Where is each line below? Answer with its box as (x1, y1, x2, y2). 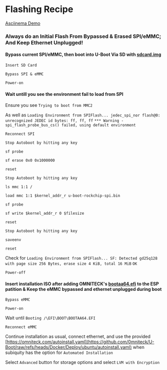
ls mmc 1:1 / (5, 184, 33, 190)
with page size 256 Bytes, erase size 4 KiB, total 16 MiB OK (5, 261, 137, 267)
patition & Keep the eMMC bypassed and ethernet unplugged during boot (5, 286, 162, 292)
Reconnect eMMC (5, 325, 37, 330)
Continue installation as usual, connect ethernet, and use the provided (5, 334, 151, 340)
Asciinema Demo (5, 20, 41, 26)
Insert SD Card (5, 63, 37, 68)
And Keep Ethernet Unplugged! (5, 39, 83, 46)
